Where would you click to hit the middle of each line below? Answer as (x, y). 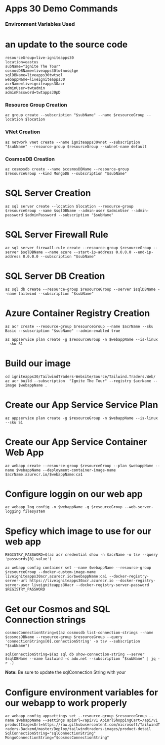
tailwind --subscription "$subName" (56, 293)
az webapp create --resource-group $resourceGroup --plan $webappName (79, 466)
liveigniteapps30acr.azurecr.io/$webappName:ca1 (56, 577)
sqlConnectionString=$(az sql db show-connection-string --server (75, 654)
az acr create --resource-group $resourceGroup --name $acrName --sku (79, 326)
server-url (16, 581)
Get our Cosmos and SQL (58, 609)
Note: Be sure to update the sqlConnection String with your (65, 672)
